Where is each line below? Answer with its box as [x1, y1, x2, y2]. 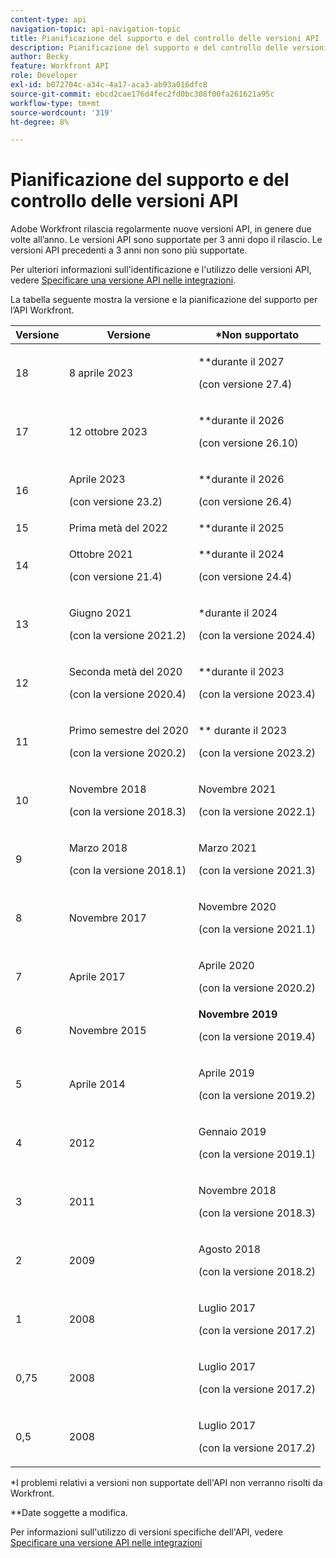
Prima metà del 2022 [68, 521, 168, 535]
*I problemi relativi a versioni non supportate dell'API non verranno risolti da [10, 1477, 323, 1489]
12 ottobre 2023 [68, 425, 148, 439]
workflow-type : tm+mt [10, 98, 101, 108]
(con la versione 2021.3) [198, 864, 317, 878]
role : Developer [10, 71, 78, 81]
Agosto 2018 [198, 1242, 262, 1256]
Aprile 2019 [198, 1066, 255, 1080]
